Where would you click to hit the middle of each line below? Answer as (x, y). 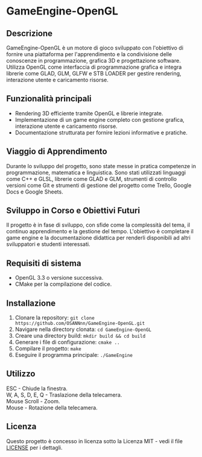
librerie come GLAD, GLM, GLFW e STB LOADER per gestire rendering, (94, 73)
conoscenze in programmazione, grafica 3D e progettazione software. (93, 61)
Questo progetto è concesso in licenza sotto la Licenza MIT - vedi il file (94, 441)
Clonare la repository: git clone (55, 318)
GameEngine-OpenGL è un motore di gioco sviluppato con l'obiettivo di (95, 48)
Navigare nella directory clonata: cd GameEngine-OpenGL (83, 329)
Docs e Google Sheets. (35, 192)
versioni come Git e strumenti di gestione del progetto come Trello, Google (99, 185)
